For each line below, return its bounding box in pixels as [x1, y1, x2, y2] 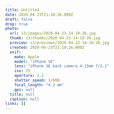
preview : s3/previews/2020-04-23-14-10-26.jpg [10, 40, 109, 45]
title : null [10, 92, 35, 97]
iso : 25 [14, 69, 30, 74]
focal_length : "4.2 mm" [14, 82, 65, 87]
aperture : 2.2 [14, 73, 44, 78]
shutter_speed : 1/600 [14, 78, 60, 83]
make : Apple [14, 54, 39, 60]
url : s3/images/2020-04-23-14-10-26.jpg [10, 31, 96, 36]
